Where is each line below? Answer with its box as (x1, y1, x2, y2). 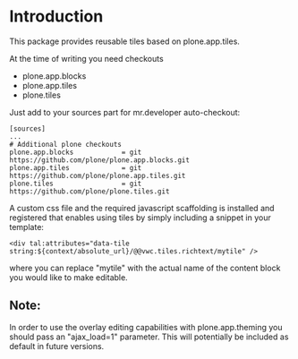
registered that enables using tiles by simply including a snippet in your (9, 212, 271, 223)
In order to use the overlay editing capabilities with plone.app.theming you (9, 321, 283, 332)
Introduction (9, 6, 104, 27)
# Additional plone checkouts (9, 140, 123, 149)
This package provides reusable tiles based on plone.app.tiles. (9, 36, 240, 47)
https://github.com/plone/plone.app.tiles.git (9, 171, 186, 180)
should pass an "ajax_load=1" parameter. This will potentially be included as (9, 331, 289, 342)
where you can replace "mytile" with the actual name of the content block (9, 262, 281, 273)
